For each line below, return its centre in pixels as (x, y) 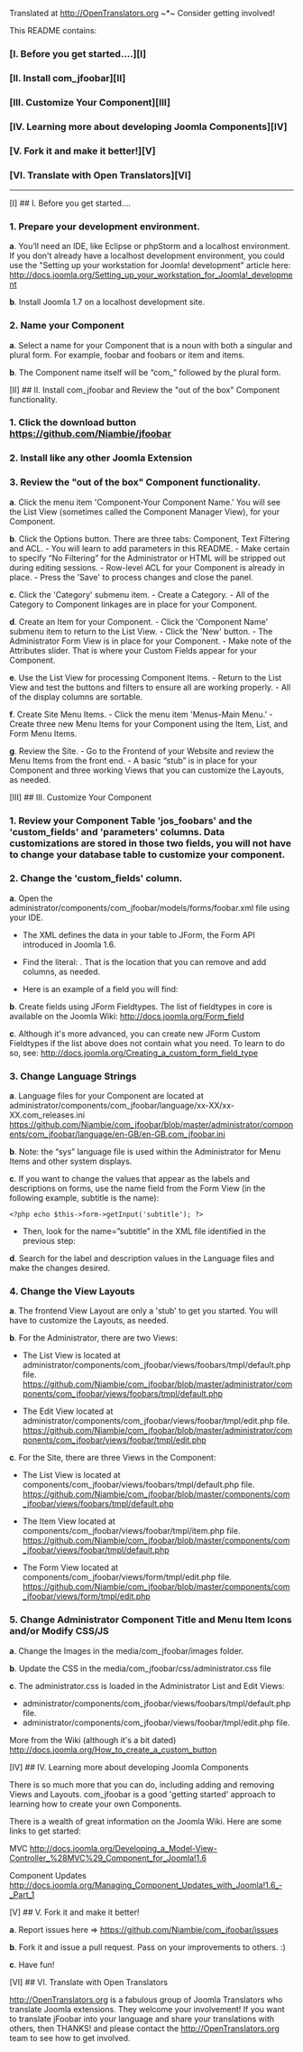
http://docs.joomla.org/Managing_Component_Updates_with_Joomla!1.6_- (146, 1885)
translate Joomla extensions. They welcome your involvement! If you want (147, 2009)
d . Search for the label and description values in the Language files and (142, 1258)
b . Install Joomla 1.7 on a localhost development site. (107, 302)
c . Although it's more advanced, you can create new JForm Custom (135, 1034)
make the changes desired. (60, 1268)
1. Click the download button (73, 422)
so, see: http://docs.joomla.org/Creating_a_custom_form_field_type (134, 1053)
